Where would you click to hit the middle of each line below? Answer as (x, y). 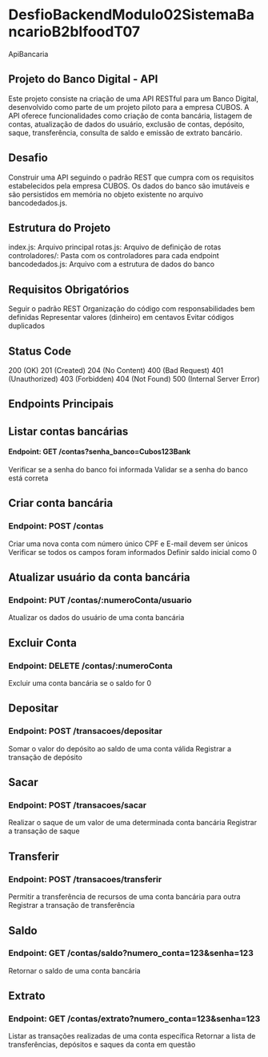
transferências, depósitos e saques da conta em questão (102, 1045)
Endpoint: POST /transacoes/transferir (85, 879)
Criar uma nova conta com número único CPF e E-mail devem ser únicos (128, 544)
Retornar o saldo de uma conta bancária (75, 970)
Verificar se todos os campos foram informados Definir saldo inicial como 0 (133, 552)
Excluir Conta (43, 643)
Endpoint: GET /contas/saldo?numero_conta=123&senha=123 (131, 954)
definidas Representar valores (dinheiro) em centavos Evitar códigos (121, 318)
